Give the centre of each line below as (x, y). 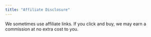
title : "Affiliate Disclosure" (38, 10)
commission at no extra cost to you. (42, 29)
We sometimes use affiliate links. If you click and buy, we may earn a (76, 24)
